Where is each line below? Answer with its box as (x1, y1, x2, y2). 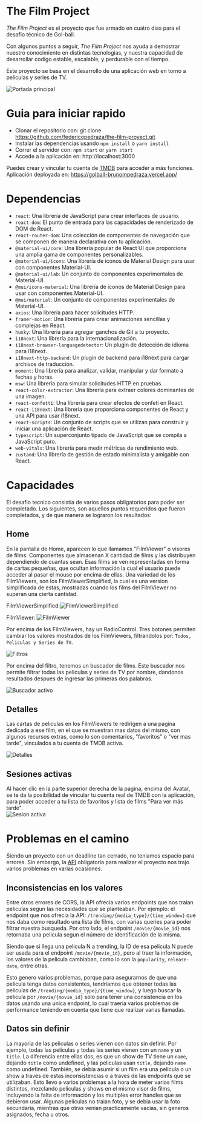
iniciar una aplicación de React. (15, 425, 94, 432)
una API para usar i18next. (15, 411, 80, 419)
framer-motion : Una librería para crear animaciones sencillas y (15, 315, 171, 322)
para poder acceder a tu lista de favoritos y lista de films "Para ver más (6, 798, 183, 805)
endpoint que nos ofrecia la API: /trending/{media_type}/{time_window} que (6, 912, 197, 919)
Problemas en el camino (6, 832, 129, 846)
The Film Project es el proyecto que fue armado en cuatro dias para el (6, 24, 180, 32)
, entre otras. (17, 962, 50, 969)
